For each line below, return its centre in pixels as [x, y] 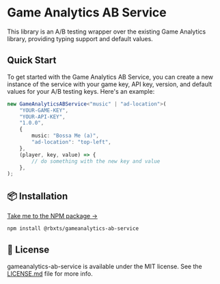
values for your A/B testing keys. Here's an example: [81, 91]
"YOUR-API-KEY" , [43, 117]
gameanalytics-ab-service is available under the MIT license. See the [105, 266]
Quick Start [32, 61]
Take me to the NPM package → [52, 216]
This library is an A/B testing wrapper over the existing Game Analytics [107, 31]
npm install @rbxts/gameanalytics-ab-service [73, 229]
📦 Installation [38, 196]
